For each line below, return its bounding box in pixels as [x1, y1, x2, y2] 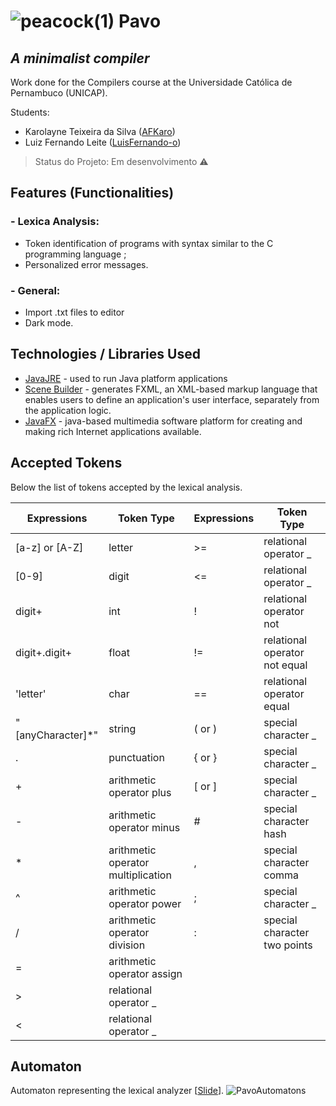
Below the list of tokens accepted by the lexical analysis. [10, 481, 243, 493]
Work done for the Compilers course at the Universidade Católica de [10, 76, 293, 88]
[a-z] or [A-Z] [15, 540, 84, 554]
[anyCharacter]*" [15, 728, 99, 742]
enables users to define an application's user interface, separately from [24, 393, 320, 405]
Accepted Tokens [10, 455, 123, 472]
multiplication [108, 868, 172, 882]
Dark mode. [24, 316, 74, 329]
